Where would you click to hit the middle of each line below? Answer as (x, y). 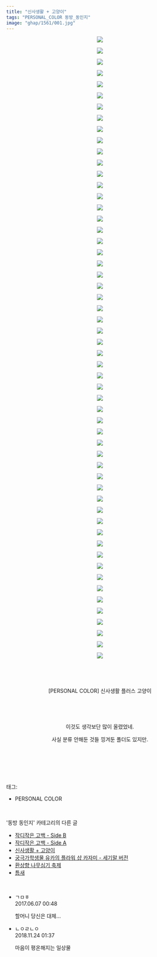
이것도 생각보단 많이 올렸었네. (100, 727)
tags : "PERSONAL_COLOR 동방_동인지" (48, 17)
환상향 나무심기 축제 (38, 865)
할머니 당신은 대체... (38, 916)
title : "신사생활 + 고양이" (37, 12)
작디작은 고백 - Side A (41, 843)
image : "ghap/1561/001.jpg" (41, 23)
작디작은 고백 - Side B (40, 835)
